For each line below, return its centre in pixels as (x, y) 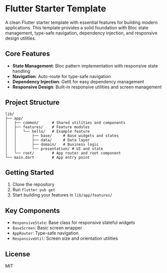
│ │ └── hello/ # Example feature (48, 131)
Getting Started (30, 172)
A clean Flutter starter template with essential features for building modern (82, 22)
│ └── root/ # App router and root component (63, 153)
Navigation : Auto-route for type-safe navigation (61, 76)
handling (21, 71)
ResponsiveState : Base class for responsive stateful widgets (74, 223)
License (18, 254)
